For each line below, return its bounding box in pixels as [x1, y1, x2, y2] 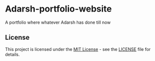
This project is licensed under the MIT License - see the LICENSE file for [5, 46, 151, 52]
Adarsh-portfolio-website [5, 3, 112, 15]
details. [5, 51, 20, 57]
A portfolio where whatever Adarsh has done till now [5, 19, 111, 25]
